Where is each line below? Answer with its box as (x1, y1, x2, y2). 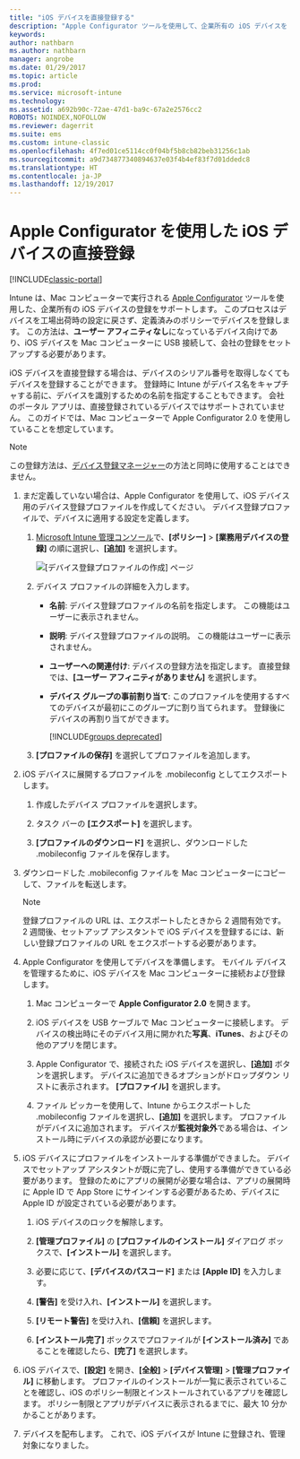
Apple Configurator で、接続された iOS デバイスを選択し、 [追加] (35, 1059, 273, 1070)
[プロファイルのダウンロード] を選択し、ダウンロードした (35, 838, 249, 848)
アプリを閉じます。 (51, 1039, 123, 1050)
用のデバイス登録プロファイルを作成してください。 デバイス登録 (21, 501, 260, 512)
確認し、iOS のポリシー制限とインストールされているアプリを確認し (38, 1387, 289, 1398)
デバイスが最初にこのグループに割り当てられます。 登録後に (64, 702, 286, 713)
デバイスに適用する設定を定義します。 (53, 513, 194, 524)
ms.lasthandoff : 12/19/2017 (9, 180, 115, 189)
